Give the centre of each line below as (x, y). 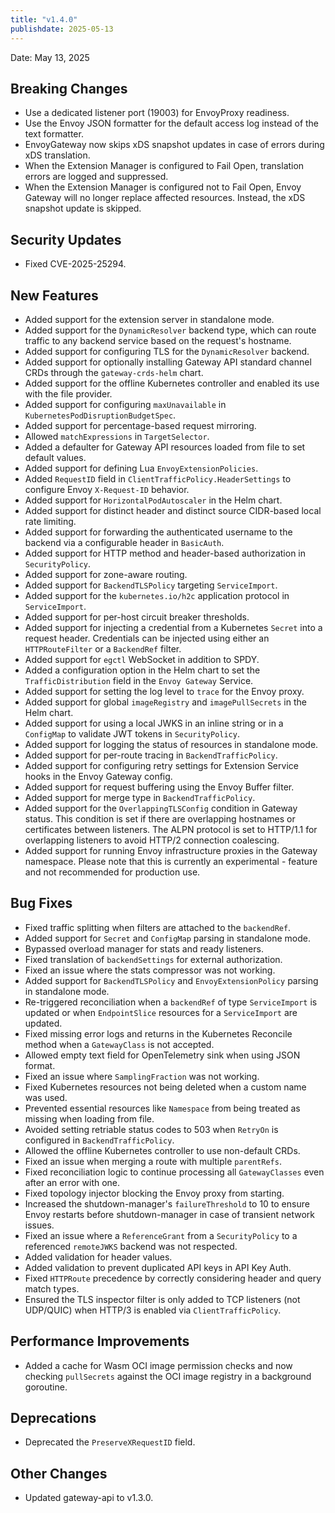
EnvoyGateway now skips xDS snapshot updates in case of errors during (174, 145)
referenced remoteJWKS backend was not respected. (131, 1246)
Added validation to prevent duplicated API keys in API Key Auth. (158, 1267)
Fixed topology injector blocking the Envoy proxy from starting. (154, 1193)
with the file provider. (68, 393)
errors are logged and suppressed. (96, 177)
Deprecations (53, 1417)
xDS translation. (57, 155)
